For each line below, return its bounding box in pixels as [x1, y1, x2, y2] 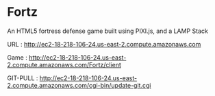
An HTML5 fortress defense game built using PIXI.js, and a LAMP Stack [7, 27, 209, 35]
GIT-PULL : [7, 73, 38, 82]
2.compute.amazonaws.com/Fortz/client [7, 60, 122, 69]
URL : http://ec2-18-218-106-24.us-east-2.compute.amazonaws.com [7, 40, 201, 48]
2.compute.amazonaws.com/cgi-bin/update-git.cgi [7, 81, 151, 89]
